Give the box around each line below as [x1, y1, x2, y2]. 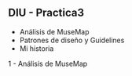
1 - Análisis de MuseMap [8, 59, 88, 68]
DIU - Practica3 [8, 6, 85, 20]
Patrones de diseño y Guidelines [19, 35, 125, 45]
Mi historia [19, 43, 54, 53]
